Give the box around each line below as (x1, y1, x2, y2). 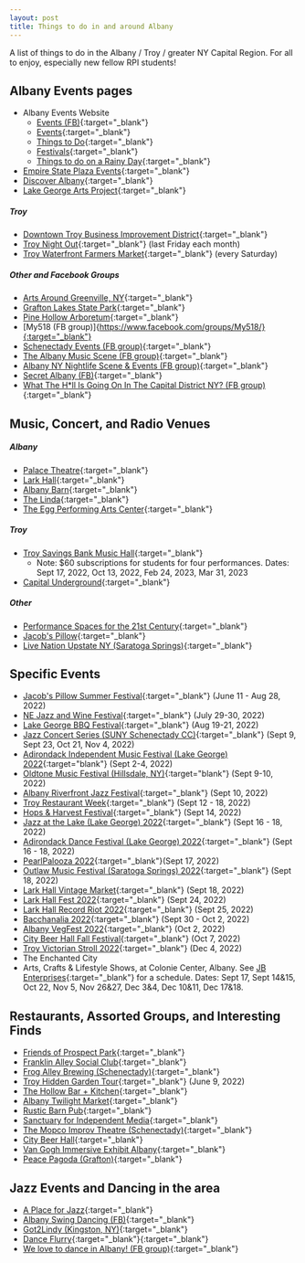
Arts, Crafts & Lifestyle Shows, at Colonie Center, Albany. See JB (22, 962, 267, 973)
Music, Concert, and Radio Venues (9, 416, 211, 431)
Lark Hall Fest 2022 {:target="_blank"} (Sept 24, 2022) (22, 895, 226, 906)
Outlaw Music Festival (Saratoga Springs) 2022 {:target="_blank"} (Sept (22, 865, 292, 876)
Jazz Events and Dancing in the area (9, 1180, 221, 1195)
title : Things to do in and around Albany (9, 22, 174, 31)
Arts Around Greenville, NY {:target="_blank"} (22, 292, 194, 303)
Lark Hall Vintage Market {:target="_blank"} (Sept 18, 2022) (22, 885, 245, 896)
